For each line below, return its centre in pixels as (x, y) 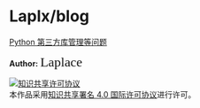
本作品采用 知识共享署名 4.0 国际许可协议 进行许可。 (103, 94)
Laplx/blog (50, 16)
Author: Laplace (46, 62)
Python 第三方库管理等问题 (58, 42)
